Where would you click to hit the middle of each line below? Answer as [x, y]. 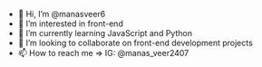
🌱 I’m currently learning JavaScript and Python [105, 33]
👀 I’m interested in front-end [71, 24]
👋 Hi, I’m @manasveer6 [62, 14]
